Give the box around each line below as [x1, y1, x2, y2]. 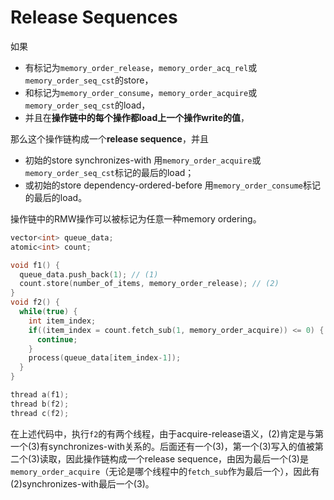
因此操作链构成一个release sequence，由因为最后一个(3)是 [65, 452, 309, 465]
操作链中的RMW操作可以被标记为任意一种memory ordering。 [10, 212, 262, 225]
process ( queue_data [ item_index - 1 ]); [28, 353, 182, 363]
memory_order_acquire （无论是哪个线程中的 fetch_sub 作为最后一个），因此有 [10, 465, 320, 477]
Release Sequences [10, 6, 178, 29]
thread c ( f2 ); [10, 408, 70, 418]
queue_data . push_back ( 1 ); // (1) [19, 269, 159, 280]
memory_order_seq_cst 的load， [24, 99, 151, 111]
